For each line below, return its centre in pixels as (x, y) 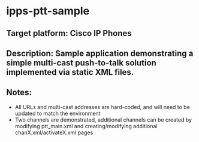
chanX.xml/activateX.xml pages (54, 132)
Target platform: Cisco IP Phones (69, 33)
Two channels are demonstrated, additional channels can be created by (103, 120)
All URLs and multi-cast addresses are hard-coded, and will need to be (102, 107)
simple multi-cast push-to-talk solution (82, 63)
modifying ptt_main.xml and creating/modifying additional (86, 126)
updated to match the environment (58, 113)
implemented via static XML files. (70, 72)
